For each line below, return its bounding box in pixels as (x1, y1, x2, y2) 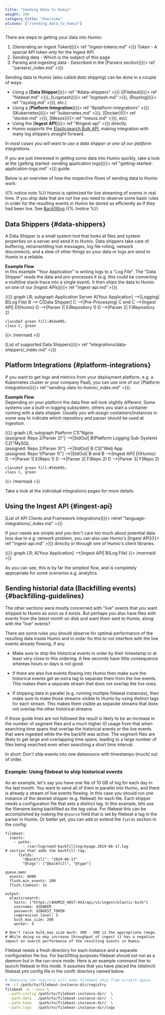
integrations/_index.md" (5, 520, 54, 526)
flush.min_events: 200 (9, 878, 56, 883)
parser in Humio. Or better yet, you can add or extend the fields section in (5, 816, 157, 822)
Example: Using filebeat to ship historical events (5, 769, 123, 775)
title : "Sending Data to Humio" (5, 7, 71, 12)
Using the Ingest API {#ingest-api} (5, 502, 113, 511)
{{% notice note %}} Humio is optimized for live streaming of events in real (5, 190, 156, 196)
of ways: (5, 80, 23, 86)
